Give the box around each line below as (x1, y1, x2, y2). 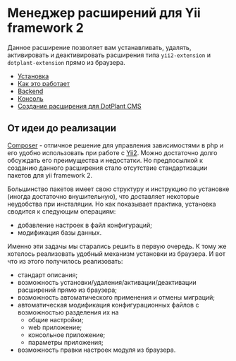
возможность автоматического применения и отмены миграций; (17, 293, 216, 301)
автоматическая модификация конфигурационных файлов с (17, 300, 199, 309)
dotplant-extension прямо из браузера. (7, 58, 125, 66)
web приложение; (27, 323, 82, 331)
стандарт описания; (17, 270, 78, 279)
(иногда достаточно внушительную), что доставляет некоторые (7, 192, 199, 200)
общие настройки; (27, 315, 84, 324)
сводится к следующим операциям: (7, 207, 116, 216)
